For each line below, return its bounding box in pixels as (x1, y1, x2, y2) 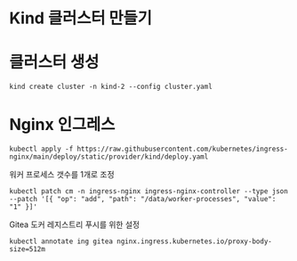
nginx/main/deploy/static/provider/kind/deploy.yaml (9, 152, 209, 161)
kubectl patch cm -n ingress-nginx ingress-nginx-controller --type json (9, 187, 289, 196)
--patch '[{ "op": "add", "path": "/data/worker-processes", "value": (9, 195, 277, 204)
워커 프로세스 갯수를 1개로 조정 (9, 169, 115, 180)
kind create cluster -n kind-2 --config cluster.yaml (9, 82, 213, 92)
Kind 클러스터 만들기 (9, 8, 153, 29)
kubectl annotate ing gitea (9, 237, 114, 246)
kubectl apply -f (9, 144, 74, 154)
